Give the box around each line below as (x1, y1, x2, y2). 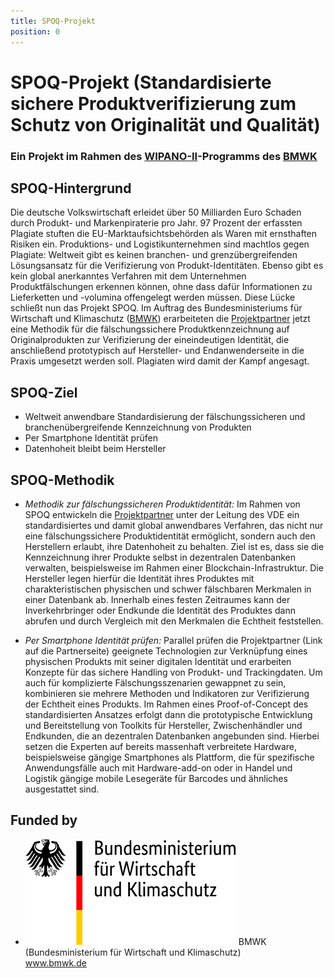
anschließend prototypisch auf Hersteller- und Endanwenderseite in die (10, 345, 305, 357)
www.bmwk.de (24, 956, 87, 969)
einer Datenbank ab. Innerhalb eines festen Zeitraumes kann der (24, 594, 291, 606)
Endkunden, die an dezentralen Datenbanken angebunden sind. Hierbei (24, 730, 320, 742)
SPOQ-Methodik (10, 471, 115, 489)
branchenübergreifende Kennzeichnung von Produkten (24, 421, 252, 434)
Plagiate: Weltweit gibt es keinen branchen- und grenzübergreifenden (10, 249, 298, 261)
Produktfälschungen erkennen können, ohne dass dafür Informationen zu (10, 281, 313, 293)
